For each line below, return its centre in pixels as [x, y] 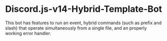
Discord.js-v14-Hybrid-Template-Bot [84, 9]
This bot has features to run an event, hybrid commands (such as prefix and [83, 23]
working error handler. [28, 33]
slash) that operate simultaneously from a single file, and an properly [76, 28]
